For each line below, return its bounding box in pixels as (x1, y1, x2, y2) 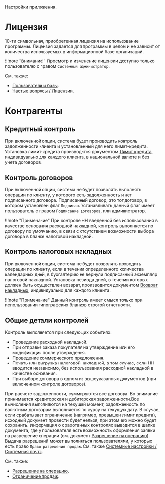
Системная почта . (5, 449, 43, 455)
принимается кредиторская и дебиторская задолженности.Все (5, 396, 139, 402)
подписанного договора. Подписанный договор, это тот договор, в (5, 197, 147, 203)
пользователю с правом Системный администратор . (5, 63, 110, 69)
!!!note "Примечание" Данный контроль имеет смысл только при (5, 297, 143, 302)
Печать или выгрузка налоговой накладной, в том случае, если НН (12, 360, 155, 366)
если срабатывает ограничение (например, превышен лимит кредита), (5, 412, 157, 418)
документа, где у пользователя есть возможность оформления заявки (5, 427, 156, 433)
